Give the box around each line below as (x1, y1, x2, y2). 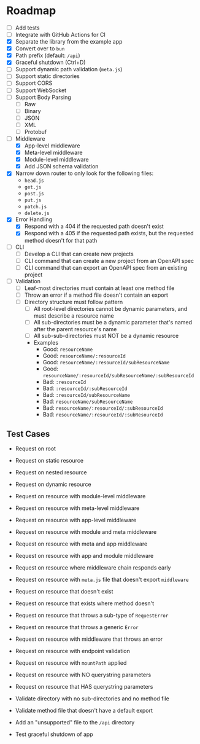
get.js (24, 184, 42, 190)
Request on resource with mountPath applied (15, 659, 127, 667)
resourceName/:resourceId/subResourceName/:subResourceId (42, 373, 194, 379)
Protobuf (24, 128, 47, 135)
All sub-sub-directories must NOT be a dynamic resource (33, 332, 179, 340)
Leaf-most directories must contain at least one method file (24, 284, 175, 292)
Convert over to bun (15, 45, 65, 52)
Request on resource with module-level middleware (15, 493, 146, 499)
